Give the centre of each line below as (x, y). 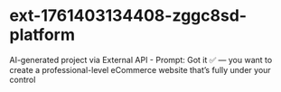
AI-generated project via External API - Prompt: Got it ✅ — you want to (141, 60)
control (23, 79)
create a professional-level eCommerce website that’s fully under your (140, 69)
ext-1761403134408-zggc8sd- (128, 16)
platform (42, 35)
